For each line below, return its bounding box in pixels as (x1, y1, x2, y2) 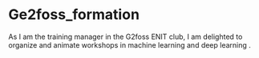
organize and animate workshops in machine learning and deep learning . (8, 40, 251, 49)
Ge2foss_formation (8, 6, 140, 24)
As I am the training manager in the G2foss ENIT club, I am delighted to (8, 32, 243, 41)
